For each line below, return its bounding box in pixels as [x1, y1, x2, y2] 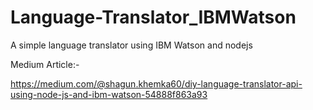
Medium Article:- [10, 58, 80, 70]
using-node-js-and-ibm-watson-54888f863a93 [10, 88, 208, 100]
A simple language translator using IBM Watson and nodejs [10, 39, 253, 51]
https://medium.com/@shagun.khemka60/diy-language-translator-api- [10, 77, 303, 90]
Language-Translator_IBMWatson [10, 6, 297, 29]
